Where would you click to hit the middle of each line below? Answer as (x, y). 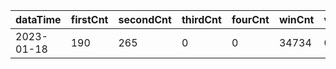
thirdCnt (201, 19)
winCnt (296, 19)
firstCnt (89, 19)
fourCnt (250, 19)
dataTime (38, 19)
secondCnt (145, 19)
